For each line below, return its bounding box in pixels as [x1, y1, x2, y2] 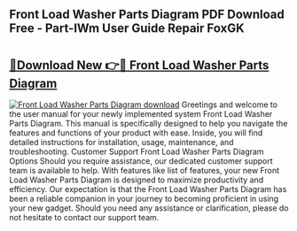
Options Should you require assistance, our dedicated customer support [9, 156, 273, 166]
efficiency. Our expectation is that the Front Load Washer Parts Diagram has [9, 184, 287, 194]
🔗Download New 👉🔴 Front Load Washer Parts [9, 58, 270, 73]
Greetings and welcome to [181, 99, 277, 110]
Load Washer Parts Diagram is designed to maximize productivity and [9, 174, 264, 185]
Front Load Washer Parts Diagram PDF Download [9, 7, 285, 22]
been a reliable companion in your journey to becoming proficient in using [9, 194, 279, 204]
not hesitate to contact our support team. [9, 212, 160, 222]
